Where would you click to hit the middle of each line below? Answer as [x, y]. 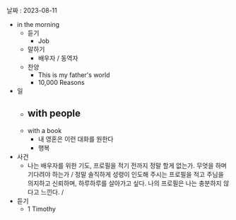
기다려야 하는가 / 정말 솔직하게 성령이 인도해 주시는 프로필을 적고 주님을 [125, 174]
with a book [45, 130]
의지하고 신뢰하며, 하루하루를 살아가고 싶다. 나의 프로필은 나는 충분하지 [124, 183]
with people [54, 114]
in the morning [38, 24]
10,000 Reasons [61, 82]
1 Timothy [41, 209]
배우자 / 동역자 [58, 58]
